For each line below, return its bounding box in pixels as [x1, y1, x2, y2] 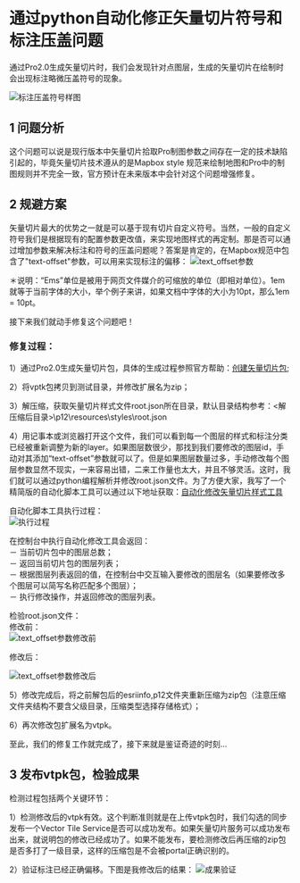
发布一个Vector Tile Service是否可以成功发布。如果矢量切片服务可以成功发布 [9, 822, 291, 833]
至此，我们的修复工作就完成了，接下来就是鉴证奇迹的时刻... [9, 738, 228, 749]
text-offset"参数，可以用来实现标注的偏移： [28, 255, 189, 266]
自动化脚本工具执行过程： [9, 505, 104, 516]
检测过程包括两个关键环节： [9, 792, 112, 804]
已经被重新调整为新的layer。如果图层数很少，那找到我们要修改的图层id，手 [9, 441, 285, 452]
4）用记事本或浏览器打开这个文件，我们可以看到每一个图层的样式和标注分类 [9, 430, 288, 441]
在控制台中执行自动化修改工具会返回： [9, 535, 150, 546]
